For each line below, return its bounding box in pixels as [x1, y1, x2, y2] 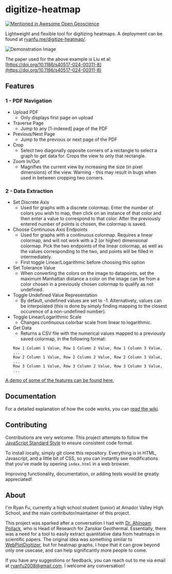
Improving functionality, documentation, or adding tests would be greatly [5, 471, 159, 477]
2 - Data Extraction [5, 187, 53, 194]
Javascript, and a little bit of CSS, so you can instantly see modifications [5, 455, 158, 461]
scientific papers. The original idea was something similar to [5, 536, 132, 543]
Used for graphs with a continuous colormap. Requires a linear [20, 231, 153, 238]
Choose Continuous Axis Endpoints [12, 226, 88, 232]
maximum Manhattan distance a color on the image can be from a [20, 275, 160, 281]
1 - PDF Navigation [5, 97, 52, 104]
